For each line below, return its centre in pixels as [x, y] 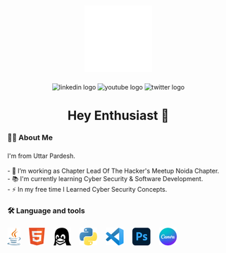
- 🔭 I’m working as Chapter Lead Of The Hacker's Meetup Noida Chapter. [113, 171]
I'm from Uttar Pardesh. [41, 156]
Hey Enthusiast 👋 [118, 116]
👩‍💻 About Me [30, 137]
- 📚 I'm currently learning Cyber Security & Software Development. [105, 178]
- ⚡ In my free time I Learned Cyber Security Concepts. [87, 189]
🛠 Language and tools [46, 211]
